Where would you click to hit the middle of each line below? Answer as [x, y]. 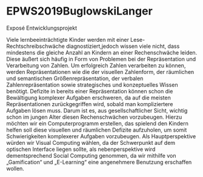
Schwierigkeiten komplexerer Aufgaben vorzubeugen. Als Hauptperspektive [101, 136]
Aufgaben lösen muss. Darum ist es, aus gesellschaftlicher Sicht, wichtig [97, 110]
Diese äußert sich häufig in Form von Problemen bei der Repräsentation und [101, 59]
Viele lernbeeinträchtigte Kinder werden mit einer [68, 39]
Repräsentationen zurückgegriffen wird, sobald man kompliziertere [90, 104]
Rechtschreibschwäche [35, 46]
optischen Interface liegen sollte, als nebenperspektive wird [81, 149]
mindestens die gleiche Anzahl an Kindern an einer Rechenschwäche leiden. [102, 52]
